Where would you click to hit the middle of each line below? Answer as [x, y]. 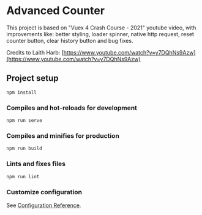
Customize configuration [44, 192]
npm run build [24, 149]
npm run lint [23, 176]
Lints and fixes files [36, 164]
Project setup [33, 78]
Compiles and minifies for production [63, 135]
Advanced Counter [56, 11]
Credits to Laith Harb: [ [35, 52]
